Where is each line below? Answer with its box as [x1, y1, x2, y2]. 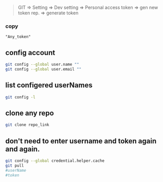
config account [5, 48, 56, 57]
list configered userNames [5, 81, 93, 89]
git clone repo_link [5, 122, 50, 128]
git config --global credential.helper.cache [5, 158, 104, 163]
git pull [5, 163, 24, 168]
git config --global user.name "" [5, 62, 80, 67]
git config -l [5, 95, 36, 100]
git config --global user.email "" [5, 66, 82, 71]
